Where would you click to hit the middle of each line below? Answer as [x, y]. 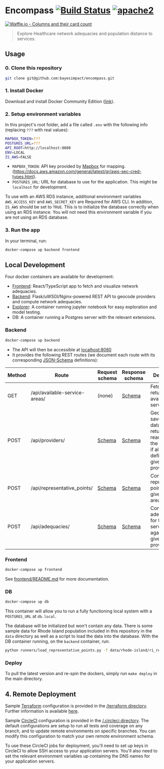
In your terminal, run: [26, 241]
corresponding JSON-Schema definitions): [55, 360]
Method [17, 375]
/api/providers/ [48, 440]
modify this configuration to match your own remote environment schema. [80, 736]
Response [134, 372]
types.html [23, 177]
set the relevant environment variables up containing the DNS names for [78, 756]
